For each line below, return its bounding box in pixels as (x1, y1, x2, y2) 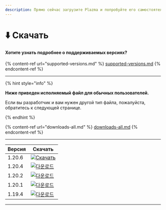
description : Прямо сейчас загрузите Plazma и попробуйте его (5, 7, 136, 12)
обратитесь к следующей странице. (5, 105, 82, 111)
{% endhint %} (5, 115, 36, 121)
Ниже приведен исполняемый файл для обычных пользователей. (5, 90, 149, 96)
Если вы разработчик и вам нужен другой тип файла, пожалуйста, (5, 100, 146, 106)
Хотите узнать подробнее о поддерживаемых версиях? (5, 50, 127, 56)
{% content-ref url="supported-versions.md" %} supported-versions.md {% (5, 61, 161, 67)
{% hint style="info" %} (5, 80, 53, 86)
